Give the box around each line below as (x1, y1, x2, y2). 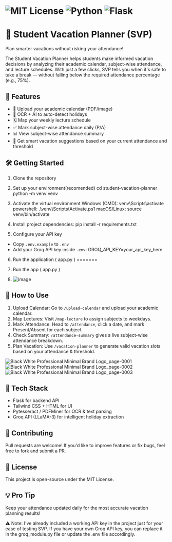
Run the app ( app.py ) (12, 266, 61, 272)
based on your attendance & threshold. (12, 348, 95, 354)
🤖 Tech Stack (5, 384, 48, 392)
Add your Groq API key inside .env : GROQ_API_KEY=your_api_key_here (12, 246, 163, 252)
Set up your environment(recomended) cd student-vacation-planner (12, 185, 158, 191)
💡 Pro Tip (5, 491, 35, 500)
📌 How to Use (5, 291, 49, 300)
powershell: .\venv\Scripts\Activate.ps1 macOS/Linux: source (12, 206, 142, 212)
